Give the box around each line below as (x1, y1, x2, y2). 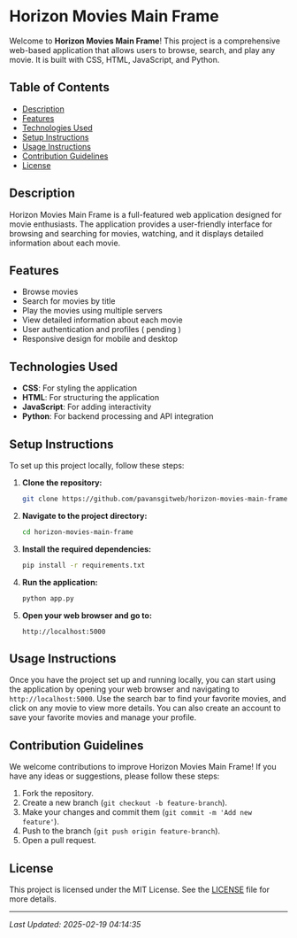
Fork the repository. (21, 788, 95, 799)
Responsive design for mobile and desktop (21, 334, 179, 345)
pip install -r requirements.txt (21, 561, 146, 570)
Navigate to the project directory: (21, 510, 148, 521)
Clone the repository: (21, 477, 103, 488)
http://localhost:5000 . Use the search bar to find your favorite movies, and (9, 694, 287, 704)
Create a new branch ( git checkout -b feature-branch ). (21, 797, 228, 808)
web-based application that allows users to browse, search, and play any (9, 44, 276, 55)
